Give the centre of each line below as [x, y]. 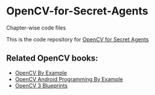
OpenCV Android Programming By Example [69, 79]
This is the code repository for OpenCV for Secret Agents [77, 39]
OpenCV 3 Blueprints [41, 85]
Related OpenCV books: [52, 58]
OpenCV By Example [41, 73]
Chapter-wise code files [36, 28]
